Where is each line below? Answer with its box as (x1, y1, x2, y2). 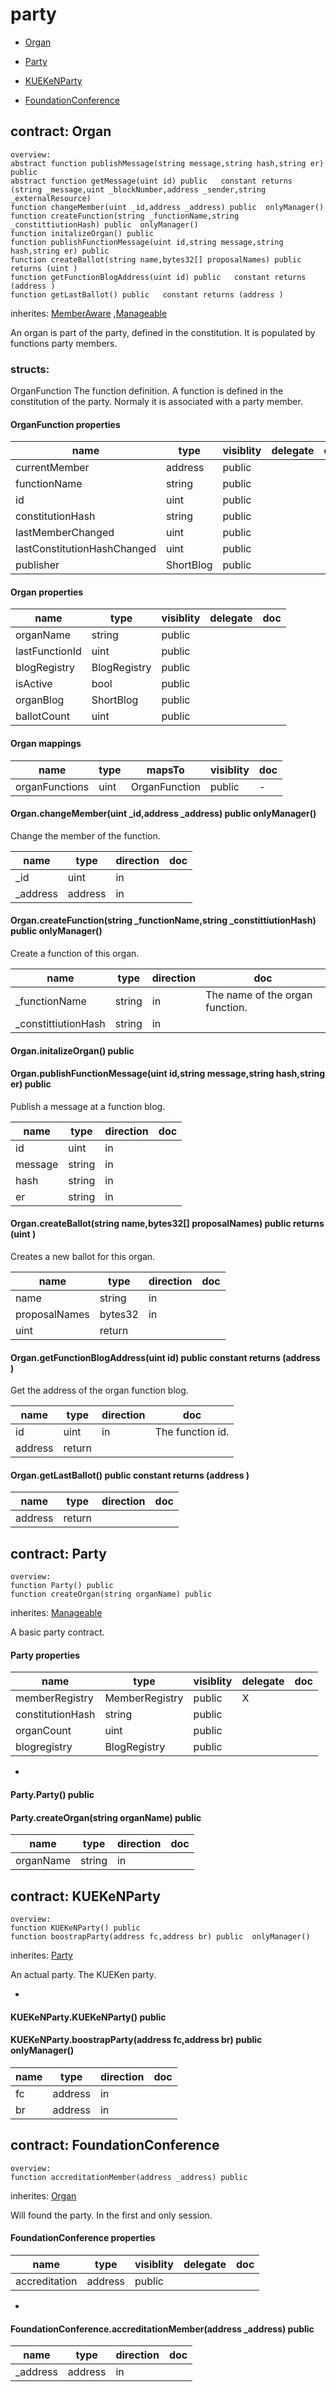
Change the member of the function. (10, 829, 161, 842)
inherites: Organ (10, 2189, 77, 2202)
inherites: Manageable (10, 1607, 103, 1619)
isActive (15, 677, 53, 691)
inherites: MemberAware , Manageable (10, 307, 168, 319)
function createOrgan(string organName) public (10, 1589, 213, 1600)
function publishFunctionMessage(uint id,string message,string (10, 237, 284, 247)
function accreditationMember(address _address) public (10, 2172, 248, 2182)
